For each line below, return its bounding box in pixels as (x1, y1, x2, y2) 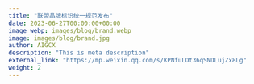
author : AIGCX (8, 42, 56, 50)
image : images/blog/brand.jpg (8, 34, 110, 42)
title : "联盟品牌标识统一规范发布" (8, 11, 114, 20)
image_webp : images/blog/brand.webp (8, 26, 131, 34)
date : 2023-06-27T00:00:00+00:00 (8, 19, 121, 27)
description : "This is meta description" (8, 49, 150, 57)
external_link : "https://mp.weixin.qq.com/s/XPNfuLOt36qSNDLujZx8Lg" (8, 57, 248, 65)
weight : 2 (8, 64, 42, 72)
